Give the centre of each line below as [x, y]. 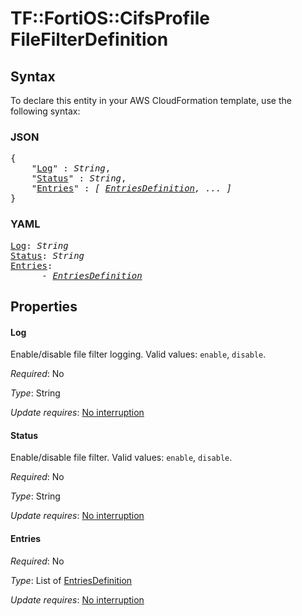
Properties [44, 306]
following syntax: [45, 111]
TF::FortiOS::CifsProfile [110, 18]
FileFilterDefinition [89, 39]
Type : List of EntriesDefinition [71, 580]
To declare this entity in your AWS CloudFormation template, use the [151, 100]
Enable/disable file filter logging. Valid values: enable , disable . [138, 354]
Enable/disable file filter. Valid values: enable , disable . [121, 458]
